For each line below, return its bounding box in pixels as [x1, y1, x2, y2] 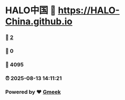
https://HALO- [58, 5, 120, 16]
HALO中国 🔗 [5, 5, 56, 16]
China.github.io [5, 16, 73, 27]
